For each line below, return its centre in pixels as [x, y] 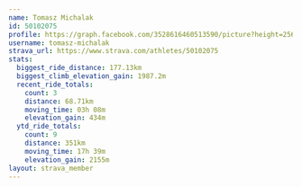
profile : [25, 34]
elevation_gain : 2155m [67, 160]
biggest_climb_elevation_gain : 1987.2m [92, 76]
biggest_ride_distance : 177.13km [79, 68]
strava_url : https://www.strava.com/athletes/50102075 [114, 51]
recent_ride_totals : [55, 85]
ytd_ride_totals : [49, 127]
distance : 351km [55, 143]
